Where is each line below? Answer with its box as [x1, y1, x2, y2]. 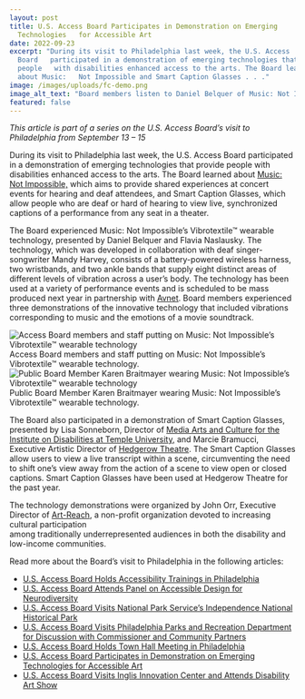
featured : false [9, 97, 71, 107]
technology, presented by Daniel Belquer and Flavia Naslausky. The [9, 235, 262, 246]
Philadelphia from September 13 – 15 [9, 133, 146, 143]
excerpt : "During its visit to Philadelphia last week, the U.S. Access [9, 47, 290, 56]
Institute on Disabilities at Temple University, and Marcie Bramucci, [9, 434, 260, 445]
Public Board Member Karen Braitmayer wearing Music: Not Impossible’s [9, 388, 281, 399]
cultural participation [9, 519, 87, 530]
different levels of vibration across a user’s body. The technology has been [9, 273, 289, 284]
